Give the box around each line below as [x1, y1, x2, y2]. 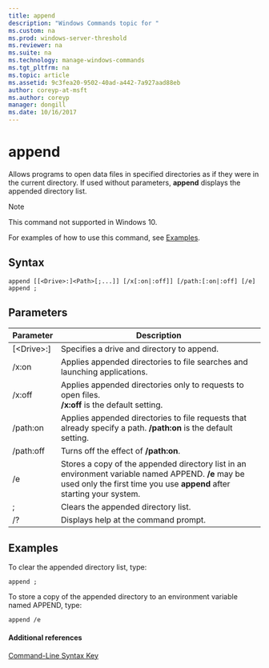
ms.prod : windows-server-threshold [8, 34, 127, 42]
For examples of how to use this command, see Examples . [8, 233, 200, 242]
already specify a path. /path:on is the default [60, 422, 233, 433]
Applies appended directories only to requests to [60, 379, 244, 390]
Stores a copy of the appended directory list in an [60, 458, 247, 469]
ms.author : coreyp [8, 94, 70, 102]
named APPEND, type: [8, 601, 82, 610]
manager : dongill [8, 101, 66, 109]
